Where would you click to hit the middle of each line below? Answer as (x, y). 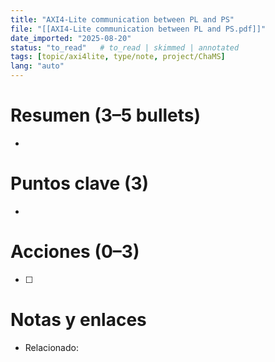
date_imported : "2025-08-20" (71, 38)
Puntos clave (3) (80, 183)
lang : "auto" (37, 66)
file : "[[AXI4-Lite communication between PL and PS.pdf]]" (138, 29)
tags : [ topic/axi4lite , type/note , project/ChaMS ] (118, 57)
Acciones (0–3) (75, 252)
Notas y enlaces (78, 320)
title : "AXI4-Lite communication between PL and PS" (122, 19)
